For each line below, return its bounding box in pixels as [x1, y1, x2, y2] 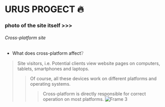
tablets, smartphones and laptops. [17, 66, 90, 72]
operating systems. [30, 81, 71, 87]
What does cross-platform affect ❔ [12, 50, 84, 56]
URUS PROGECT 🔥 [5, 4, 84, 15]
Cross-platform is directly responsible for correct [42, 91, 146, 97]
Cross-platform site [5, 34, 46, 41]
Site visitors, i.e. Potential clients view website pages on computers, [17, 60, 160, 66]
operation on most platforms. [42, 96, 104, 102]
